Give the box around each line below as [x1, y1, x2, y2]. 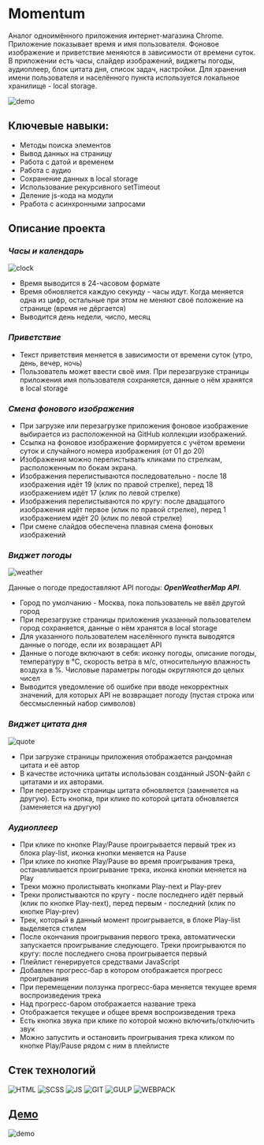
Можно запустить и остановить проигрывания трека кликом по [19, 1032, 235, 1042]
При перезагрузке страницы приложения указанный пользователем [19, 615, 251, 624]
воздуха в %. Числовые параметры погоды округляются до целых [19, 665, 244, 675]
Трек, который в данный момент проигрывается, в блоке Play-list [19, 915, 240, 924]
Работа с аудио [19, 165, 72, 174]
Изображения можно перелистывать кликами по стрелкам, [19, 455, 223, 464]
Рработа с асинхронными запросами [19, 199, 146, 208]
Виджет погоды [8, 549, 73, 560]
